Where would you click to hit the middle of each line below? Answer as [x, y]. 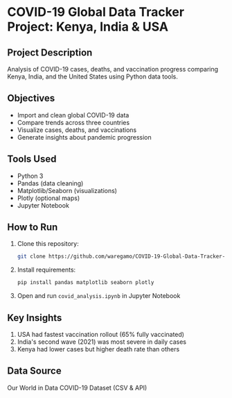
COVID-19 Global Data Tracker [96, 12]
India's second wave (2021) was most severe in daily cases [102, 342]
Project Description [50, 52]
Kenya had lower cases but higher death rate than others [98, 349]
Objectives [31, 98]
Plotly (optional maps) [48, 198]
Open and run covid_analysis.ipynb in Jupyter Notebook [99, 296]
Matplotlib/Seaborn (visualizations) [67, 190]
